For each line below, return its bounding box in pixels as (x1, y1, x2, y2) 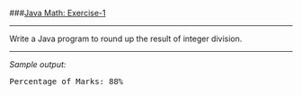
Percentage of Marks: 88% (9, 76, 124, 86)
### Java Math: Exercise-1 (9, 8, 106, 18)
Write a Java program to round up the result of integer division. (9, 33, 243, 44)
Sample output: (9, 59, 67, 70)
